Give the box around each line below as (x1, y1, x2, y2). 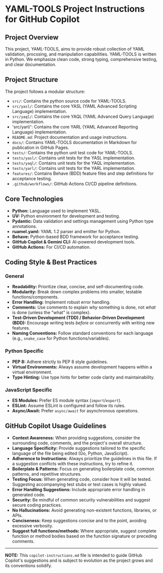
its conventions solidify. (5, 562, 52, 568)
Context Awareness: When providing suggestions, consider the (12, 435, 140, 441)
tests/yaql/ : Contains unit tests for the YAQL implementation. (12, 160, 136, 166)
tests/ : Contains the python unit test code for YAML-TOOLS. (12, 149, 133, 155)
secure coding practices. (12, 502, 62, 508)
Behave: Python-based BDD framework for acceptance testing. (12, 234, 139, 240)
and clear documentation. (5, 62, 57, 67)
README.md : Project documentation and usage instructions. (12, 134, 128, 140)
